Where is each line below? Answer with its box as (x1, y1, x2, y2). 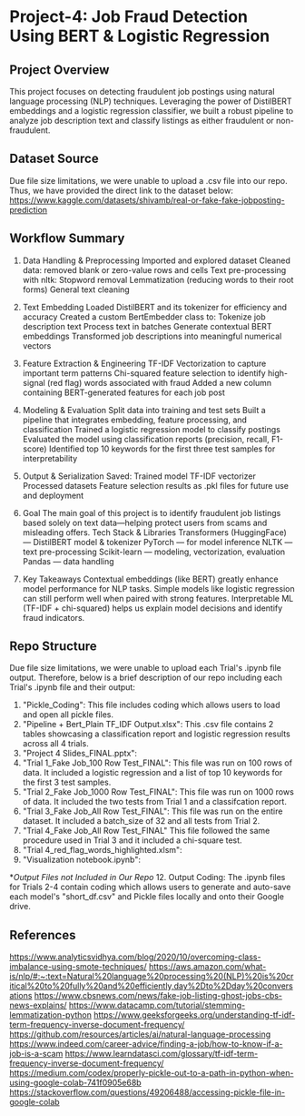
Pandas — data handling (22, 555, 115, 566)
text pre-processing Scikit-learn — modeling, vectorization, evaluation (22, 546, 286, 557)
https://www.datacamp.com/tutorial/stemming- (68, 999, 246, 1011)
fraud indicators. (22, 612, 85, 623)
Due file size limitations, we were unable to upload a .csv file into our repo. (9, 175, 288, 186)
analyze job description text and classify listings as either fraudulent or (9, 116, 274, 126)
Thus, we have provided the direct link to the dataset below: (9, 185, 233, 196)
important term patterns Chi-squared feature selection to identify (22, 367, 266, 379)
